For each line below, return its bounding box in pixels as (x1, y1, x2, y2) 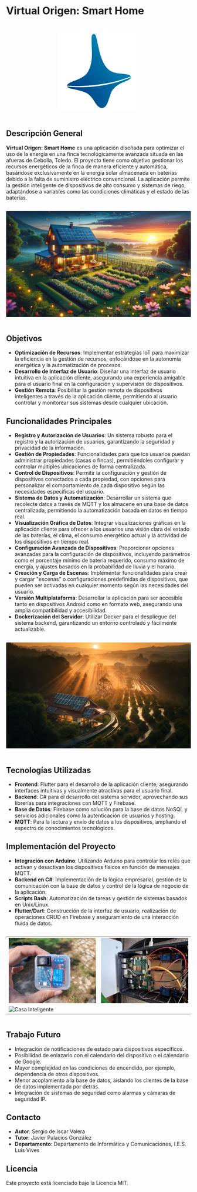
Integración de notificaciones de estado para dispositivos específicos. (14, 1046, 185, 1053)
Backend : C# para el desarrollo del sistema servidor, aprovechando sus (14, 793, 188, 801)
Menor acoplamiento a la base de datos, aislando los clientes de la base (14, 1077, 189, 1084)
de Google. (14, 1058, 42, 1065)
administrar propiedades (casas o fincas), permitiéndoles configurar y (14, 457, 184, 464)
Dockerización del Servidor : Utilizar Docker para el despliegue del (14, 613, 176, 620)
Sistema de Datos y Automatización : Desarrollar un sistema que (14, 494, 172, 501)
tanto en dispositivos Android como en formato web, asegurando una (14, 601, 182, 608)
